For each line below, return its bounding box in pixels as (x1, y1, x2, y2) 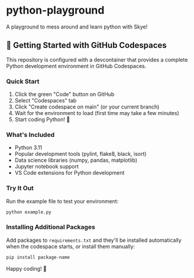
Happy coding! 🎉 (6, 265, 47, 272)
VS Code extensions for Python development (14, 170, 125, 177)
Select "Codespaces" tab (14, 97, 77, 104)
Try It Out (6, 184, 34, 193)
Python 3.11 (14, 144, 43, 151)
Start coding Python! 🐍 (14, 116, 70, 123)
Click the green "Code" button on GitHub (14, 91, 115, 98)
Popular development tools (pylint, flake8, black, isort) (14, 151, 147, 158)
